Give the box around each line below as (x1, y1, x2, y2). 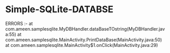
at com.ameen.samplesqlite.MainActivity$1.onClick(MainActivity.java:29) (5, 42, 158, 48)
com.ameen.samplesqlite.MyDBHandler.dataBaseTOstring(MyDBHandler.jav (5, 25, 165, 32)
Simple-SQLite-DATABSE (5, 4, 114, 15)
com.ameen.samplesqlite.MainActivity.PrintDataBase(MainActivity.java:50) (5, 37, 162, 43)
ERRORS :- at (5, 20, 33, 26)
